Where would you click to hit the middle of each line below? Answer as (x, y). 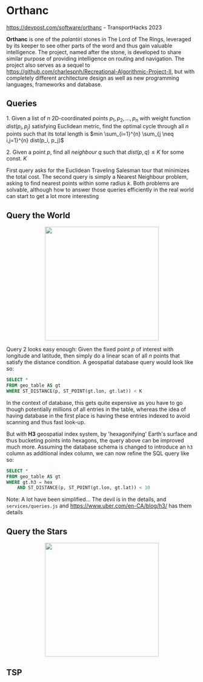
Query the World (38, 215)
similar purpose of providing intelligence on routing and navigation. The (95, 58)
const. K (17, 159)
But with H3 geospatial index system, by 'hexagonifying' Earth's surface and (102, 434)
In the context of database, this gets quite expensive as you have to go (95, 402)
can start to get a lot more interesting (52, 196)
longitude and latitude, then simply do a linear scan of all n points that (93, 356)
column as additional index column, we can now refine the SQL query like (98, 453)
